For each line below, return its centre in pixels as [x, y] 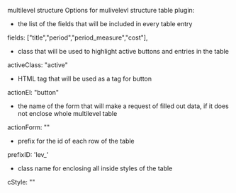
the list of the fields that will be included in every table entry [105, 24]
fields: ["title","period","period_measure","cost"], [78, 37]
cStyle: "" [21, 182]
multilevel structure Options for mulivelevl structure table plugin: [101, 10]
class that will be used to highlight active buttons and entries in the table [123, 51]
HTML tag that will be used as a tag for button [85, 78]
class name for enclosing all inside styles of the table [95, 168]
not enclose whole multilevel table [67, 113]
